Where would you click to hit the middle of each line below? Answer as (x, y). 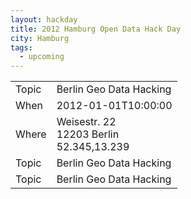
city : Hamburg (40, 38)
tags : (21, 47)
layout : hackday (44, 19)
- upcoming (42, 57)
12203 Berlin (88, 134)
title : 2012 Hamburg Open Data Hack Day (96, 29)
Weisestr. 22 (86, 122)
